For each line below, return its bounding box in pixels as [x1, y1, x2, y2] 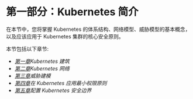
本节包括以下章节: [6, 45, 49, 52]
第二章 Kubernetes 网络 [14, 65, 70, 72]
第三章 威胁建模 [14, 72, 51, 79]
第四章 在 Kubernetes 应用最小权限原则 [14, 79, 107, 86]
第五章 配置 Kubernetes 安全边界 [14, 87, 92, 94]
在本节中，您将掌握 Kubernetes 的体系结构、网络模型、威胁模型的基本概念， [6, 26, 191, 33]
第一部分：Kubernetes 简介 [6, 5, 139, 19]
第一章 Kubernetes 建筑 [14, 58, 70, 65]
